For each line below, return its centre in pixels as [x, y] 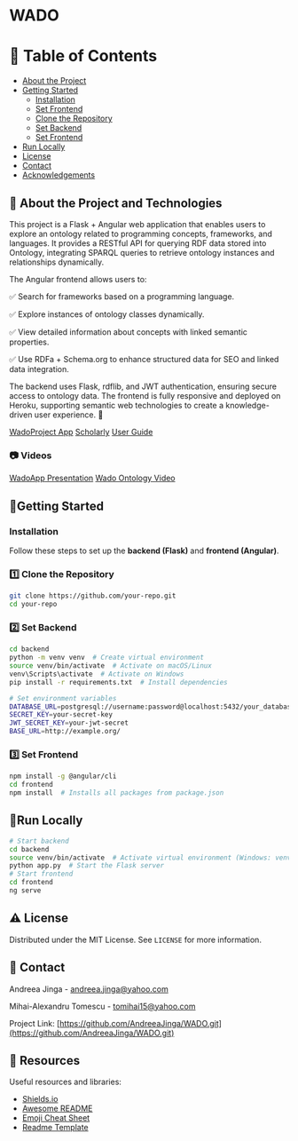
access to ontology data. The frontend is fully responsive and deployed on [145, 395]
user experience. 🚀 [69, 415]
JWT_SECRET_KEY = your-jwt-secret [69, 723]
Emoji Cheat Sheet [56, 1118]
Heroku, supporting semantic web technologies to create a [117, 405]
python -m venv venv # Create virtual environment [106, 658]
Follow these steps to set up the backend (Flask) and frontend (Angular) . [144, 551]
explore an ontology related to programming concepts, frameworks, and [141, 234]
